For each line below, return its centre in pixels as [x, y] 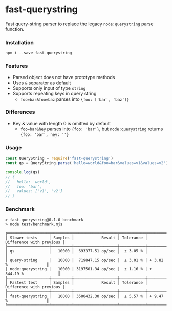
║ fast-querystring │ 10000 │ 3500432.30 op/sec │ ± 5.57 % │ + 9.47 [84, 296]
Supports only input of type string [49, 88]
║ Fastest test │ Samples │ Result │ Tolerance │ [76, 283]
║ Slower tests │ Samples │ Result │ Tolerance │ [76, 238]
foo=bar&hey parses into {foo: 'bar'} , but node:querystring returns [92, 129]
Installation [20, 42]
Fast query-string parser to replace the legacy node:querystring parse [79, 24]
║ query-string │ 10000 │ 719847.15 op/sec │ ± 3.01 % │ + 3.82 [84, 260]
